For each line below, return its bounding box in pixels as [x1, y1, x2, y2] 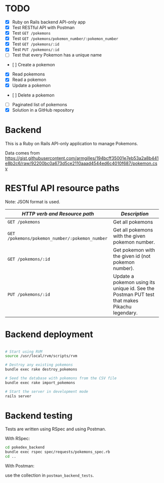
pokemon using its [113, 279, 155, 286]
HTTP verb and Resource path [21, 210, 94, 217]
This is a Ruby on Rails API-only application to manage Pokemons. [5, 140, 138, 146]
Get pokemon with [113, 247, 155, 253]
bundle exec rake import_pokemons [5, 380, 76, 385]
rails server [5, 393, 32, 399]
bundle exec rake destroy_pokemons [5, 367, 78, 372]
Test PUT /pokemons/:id [12, 47, 60, 53]
